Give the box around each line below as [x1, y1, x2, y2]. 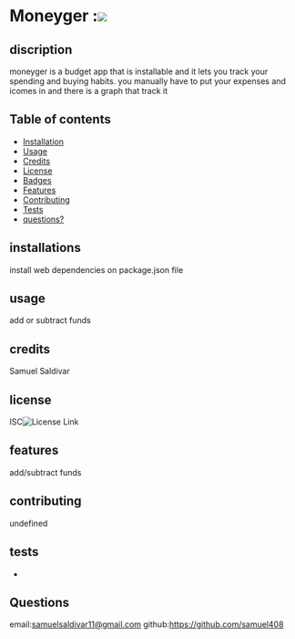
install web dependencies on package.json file [9, 264, 184, 275]
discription [9, 42, 73, 58]
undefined [9, 518, 48, 529]
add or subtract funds [9, 315, 91, 326]
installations [9, 240, 82, 256]
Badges [22, 174, 52, 185]
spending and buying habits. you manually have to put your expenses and [9, 76, 287, 87]
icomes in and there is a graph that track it [9, 86, 168, 96]
